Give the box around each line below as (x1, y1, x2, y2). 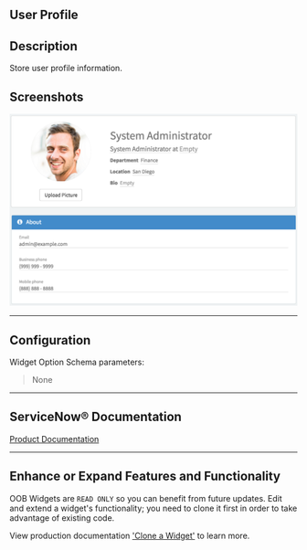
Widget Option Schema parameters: (9, 356, 144, 367)
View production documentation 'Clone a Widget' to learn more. (9, 530, 250, 541)
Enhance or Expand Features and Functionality (9, 469, 281, 484)
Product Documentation (9, 433, 100, 444)
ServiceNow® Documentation (9, 409, 183, 425)
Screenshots (9, 89, 84, 104)
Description (9, 38, 78, 54)
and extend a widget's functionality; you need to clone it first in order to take (9, 502, 298, 513)
